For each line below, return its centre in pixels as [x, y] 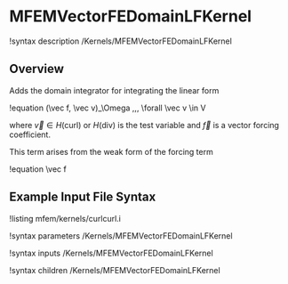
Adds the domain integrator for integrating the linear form [114, 90]
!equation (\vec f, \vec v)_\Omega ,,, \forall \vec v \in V [108, 108]
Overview [37, 69]
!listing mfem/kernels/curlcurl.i [65, 218]
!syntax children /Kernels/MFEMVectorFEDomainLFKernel [115, 270]
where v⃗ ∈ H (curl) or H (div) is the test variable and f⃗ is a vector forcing [144, 125]
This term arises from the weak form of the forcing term [111, 151]
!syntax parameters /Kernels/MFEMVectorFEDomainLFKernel [121, 235]
